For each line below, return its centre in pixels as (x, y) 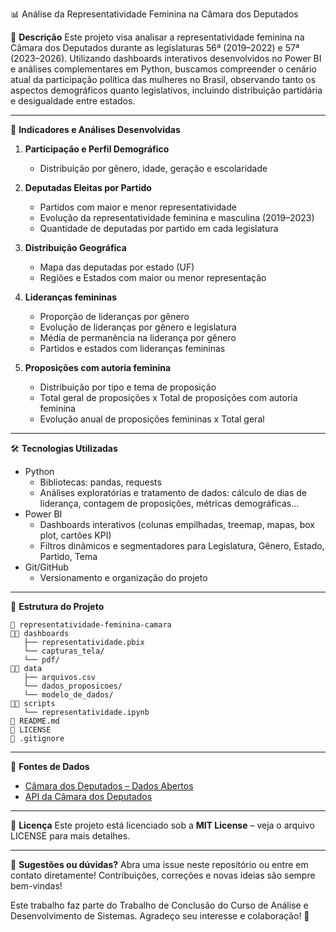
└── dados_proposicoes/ (73, 686)
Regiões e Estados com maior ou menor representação (153, 277)
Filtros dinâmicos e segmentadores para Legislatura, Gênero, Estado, (182, 546)
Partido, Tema (68, 556)
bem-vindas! (36, 886)
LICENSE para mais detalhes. (70, 836)
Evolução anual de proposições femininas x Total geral (152, 419)
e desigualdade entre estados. (73, 101)
